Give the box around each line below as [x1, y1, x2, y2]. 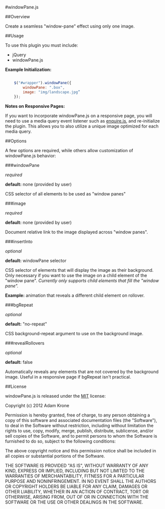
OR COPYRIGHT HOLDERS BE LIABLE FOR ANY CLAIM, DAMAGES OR [5, 483, 148, 489]
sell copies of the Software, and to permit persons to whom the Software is [5, 433, 158, 439]
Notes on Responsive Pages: [5, 103, 65, 109]
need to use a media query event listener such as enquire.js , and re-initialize [5, 118, 160, 124]
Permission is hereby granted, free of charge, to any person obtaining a [5, 412, 150, 418]
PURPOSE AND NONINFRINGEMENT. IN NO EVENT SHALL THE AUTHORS [5, 478, 157, 484]
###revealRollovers [5, 340, 45, 346]
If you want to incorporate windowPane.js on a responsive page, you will [5, 113, 153, 119]
